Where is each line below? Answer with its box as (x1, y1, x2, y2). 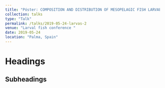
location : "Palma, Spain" (5, 35, 58, 40)
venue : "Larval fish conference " (5, 26, 76, 30)
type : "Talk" (5, 16, 32, 21)
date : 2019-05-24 (5, 30, 41, 35)
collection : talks (5, 12, 43, 17)
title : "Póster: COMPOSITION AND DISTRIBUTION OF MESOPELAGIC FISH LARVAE (5, 7, 162, 12)
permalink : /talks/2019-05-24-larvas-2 (5, 21, 87, 26)
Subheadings (5, 75, 47, 84)
